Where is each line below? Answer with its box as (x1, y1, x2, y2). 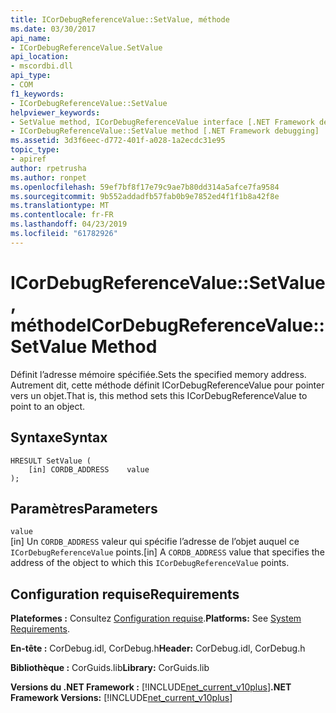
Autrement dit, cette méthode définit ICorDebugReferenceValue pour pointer (10, 379, 325, 391)
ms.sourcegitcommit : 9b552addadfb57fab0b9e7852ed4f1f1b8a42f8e (10, 191, 280, 201)
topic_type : (10, 145, 60, 155)
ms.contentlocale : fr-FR (10, 210, 114, 220)
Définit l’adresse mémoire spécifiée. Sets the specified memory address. (10, 368, 307, 380)
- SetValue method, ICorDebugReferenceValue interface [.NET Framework (10, 117, 315, 127)
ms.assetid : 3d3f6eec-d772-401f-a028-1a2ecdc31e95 (10, 136, 226, 146)
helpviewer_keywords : (10, 107, 101, 118)
